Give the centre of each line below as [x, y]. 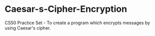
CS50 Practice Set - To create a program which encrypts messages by [77, 23]
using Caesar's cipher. [28, 28]
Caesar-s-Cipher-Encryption [66, 9]
